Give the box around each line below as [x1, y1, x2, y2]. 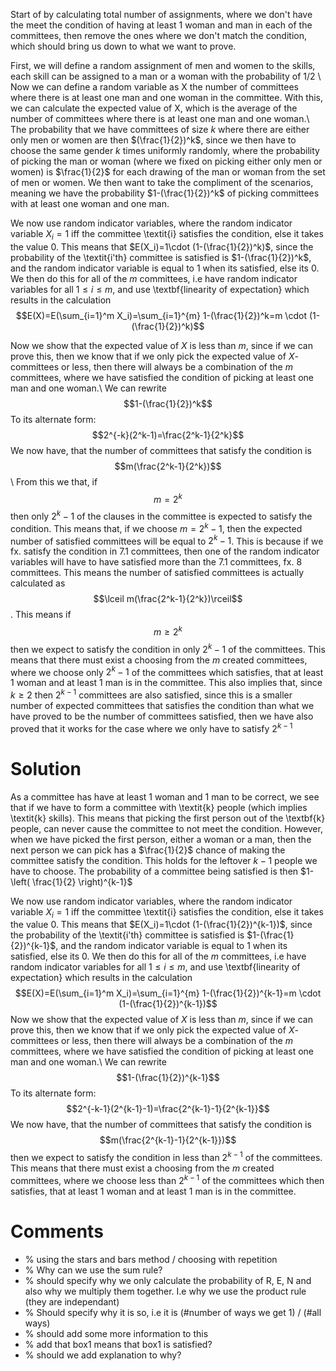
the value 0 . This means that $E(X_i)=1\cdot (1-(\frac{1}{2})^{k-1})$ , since [10, 919, 313, 931]
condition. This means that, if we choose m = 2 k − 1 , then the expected [10, 521, 303, 534]
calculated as [10, 577, 66, 589]
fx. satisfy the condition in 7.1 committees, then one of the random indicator [10, 545, 320, 558]
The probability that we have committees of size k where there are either [10, 124, 310, 135]
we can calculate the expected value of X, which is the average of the [10, 102, 298, 114]
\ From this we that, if [10, 475, 98, 488]
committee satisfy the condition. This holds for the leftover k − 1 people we [10, 854, 318, 866]
